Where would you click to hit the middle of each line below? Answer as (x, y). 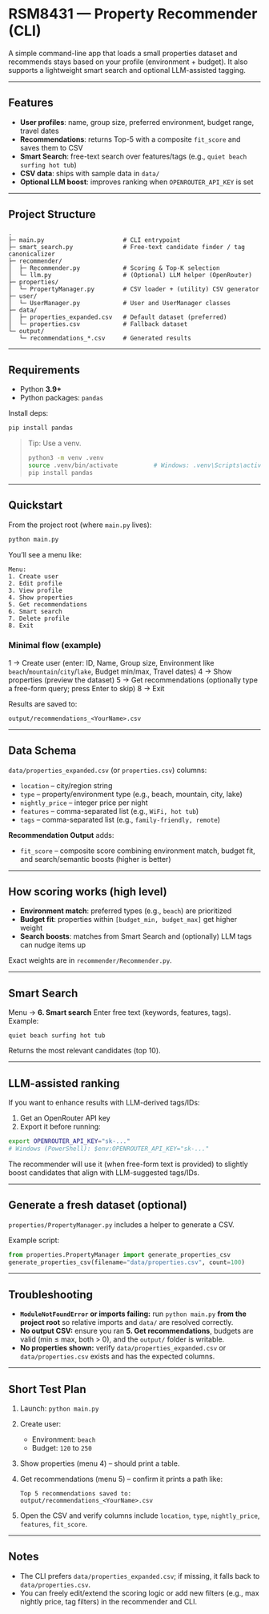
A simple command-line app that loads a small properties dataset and (123, 53)
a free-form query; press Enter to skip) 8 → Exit (86, 688)
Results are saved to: (43, 704)
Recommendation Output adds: (61, 835)
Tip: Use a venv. (54, 443)
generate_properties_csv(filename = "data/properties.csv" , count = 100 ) (127, 1262)
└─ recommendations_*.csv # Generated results (105, 338)
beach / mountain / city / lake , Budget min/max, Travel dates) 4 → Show (120, 671)
